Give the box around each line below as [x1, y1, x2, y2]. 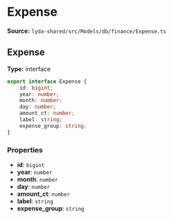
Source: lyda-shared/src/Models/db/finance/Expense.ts [7, 27, 167, 35]
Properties [7, 145, 43, 155]
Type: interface [7, 64, 51, 73]
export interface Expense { [7, 78, 88, 85]
